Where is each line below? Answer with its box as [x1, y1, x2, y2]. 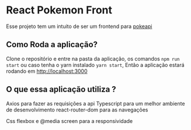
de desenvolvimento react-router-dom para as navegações [6, 106, 148, 113]
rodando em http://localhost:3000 [6, 68, 88, 75]
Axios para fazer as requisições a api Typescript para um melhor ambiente [6, 100, 185, 107]
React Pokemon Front [6, 3, 113, 17]
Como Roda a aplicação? [6, 40, 98, 50]
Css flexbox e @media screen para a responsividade [6, 117, 133, 124]
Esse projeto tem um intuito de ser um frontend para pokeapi [6, 23, 152, 30]
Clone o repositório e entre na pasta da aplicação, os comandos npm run [6, 55, 180, 62]
